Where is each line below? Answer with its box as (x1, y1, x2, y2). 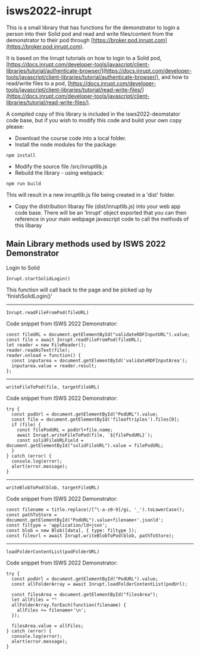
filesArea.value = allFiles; (11, 623, 84, 629)
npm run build (6, 181, 42, 187)
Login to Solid (6, 264, 40, 271)
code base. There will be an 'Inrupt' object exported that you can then (14, 209, 186, 216)
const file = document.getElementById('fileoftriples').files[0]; (11, 416, 180, 423)
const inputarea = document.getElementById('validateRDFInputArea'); (11, 358, 187, 364)
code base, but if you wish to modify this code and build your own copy (6, 116, 182, 123)
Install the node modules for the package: (14, 141, 117, 148)
